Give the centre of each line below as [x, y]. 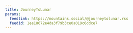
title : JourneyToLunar [28, 9]
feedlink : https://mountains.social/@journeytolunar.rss [69, 18]
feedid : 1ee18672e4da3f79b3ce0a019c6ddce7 [53, 23]
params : [13, 14]
